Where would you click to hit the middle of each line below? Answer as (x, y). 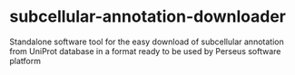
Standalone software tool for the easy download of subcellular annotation (147, 42)
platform (25, 61)
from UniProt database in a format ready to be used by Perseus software (145, 51)
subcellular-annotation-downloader (148, 17)
